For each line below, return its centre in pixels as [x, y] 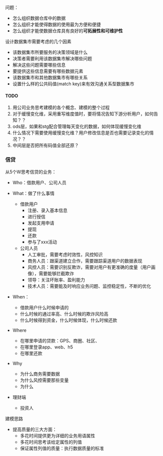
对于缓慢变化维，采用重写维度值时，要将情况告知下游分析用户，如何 [83, 114]
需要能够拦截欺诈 [56, 273]
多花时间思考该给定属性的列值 [51, 442]
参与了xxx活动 [42, 242]
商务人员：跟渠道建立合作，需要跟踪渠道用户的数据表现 [85, 261]
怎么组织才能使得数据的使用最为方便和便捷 [57, 24]
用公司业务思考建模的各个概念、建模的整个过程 [61, 108]
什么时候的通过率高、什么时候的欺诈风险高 [64, 314]
